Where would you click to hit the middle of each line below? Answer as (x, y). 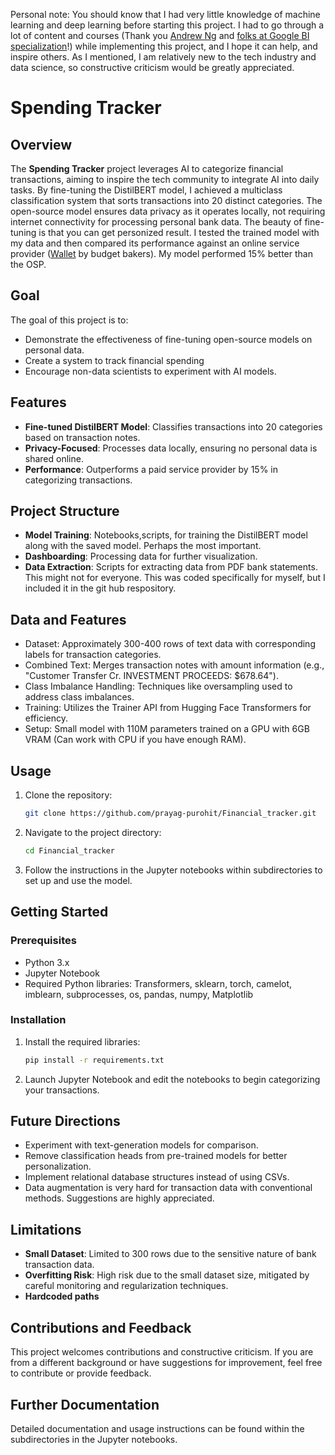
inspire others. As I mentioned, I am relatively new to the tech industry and (163, 57)
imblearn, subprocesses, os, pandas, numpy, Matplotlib (139, 994)
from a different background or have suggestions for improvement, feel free (166, 1363)
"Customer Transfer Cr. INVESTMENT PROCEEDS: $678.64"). (151, 676)
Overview (41, 144)
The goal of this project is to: (69, 320)
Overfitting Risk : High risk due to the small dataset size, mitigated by (167, 1275)
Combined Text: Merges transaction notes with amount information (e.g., (174, 665)
